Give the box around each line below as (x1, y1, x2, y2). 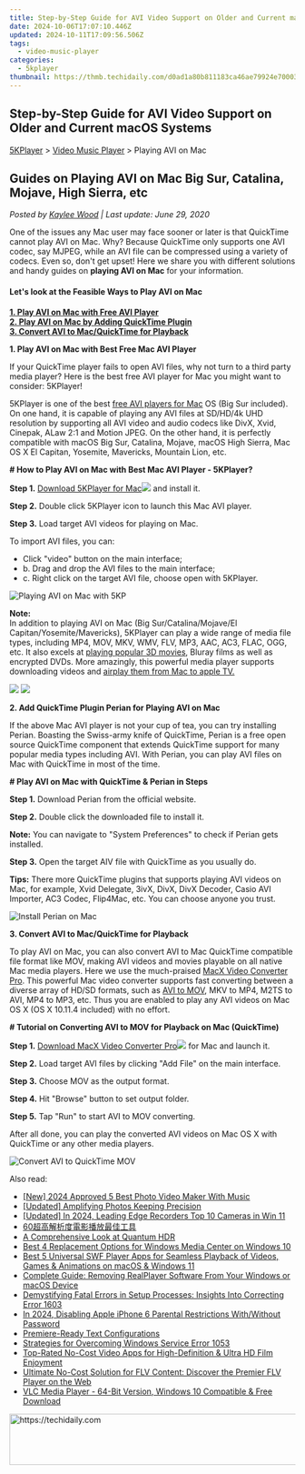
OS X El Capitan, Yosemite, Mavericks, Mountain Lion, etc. (9, 446, 227, 457)
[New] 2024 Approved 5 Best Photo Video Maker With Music (22, 1190, 251, 1201)
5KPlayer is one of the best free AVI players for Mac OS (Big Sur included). (9, 397, 289, 409)
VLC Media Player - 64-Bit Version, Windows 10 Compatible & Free (22, 1386, 273, 1397)
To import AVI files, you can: (9, 536, 115, 546)
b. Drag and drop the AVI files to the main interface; (22, 563, 216, 574)
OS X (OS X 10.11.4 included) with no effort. (9, 1004, 171, 1015)
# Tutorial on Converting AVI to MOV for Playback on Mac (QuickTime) (9, 1021, 280, 1032)
